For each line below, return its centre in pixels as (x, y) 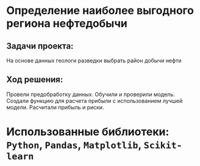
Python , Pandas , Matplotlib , (74, 145)
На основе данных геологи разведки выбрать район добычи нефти (94, 61)
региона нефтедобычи (67, 23)
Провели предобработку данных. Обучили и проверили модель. (91, 94)
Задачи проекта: (40, 46)
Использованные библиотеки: (88, 132)
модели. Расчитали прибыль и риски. (55, 107)
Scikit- (163, 145)
